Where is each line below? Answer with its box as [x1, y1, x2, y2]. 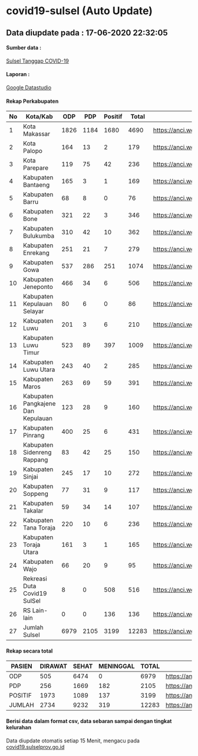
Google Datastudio [6, 84, 52, 91]
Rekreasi [23, 575, 47, 583]
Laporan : [6, 71, 30, 78]
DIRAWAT [39, 662, 68, 670]
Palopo [23, 147, 43, 155]
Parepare [23, 164, 49, 172]
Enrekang [23, 249, 50, 257]
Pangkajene [23, 400, 56, 408]
